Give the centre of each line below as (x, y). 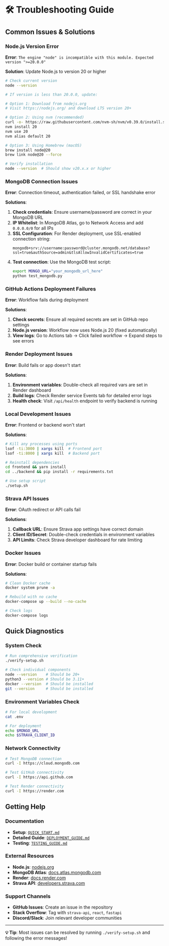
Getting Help (25, 807)
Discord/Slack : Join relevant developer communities (67, 918)
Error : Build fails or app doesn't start (43, 365)
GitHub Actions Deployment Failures (51, 289)
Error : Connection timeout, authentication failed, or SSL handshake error (80, 193)
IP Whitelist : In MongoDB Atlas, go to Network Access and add (78, 223)
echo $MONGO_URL (22, 731)
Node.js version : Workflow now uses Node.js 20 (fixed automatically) (85, 330)
